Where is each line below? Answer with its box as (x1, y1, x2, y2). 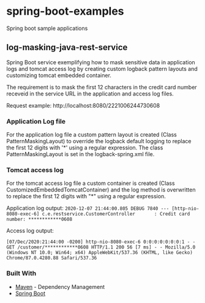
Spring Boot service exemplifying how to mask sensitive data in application (6, 58, 196, 65)
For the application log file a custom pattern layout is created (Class (6, 131, 177, 138)
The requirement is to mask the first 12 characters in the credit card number (6, 83, 197, 91)
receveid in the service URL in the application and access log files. (6, 90, 174, 97)
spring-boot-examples (6, 4, 124, 18)
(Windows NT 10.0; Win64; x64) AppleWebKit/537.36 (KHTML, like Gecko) (6, 250, 193, 256)
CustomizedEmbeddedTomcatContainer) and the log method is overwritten (6, 186, 196, 193)
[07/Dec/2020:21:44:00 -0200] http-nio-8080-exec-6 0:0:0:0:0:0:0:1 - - (6, 239, 196, 245)
